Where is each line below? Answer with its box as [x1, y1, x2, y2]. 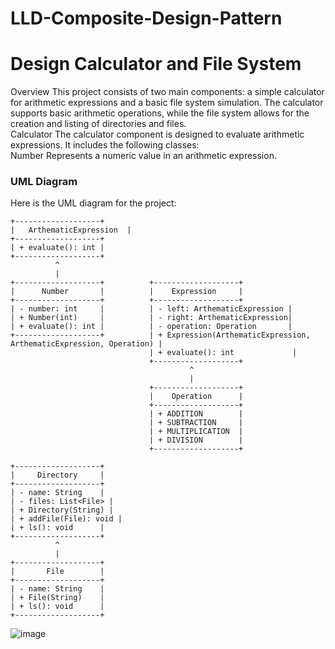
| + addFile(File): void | [10, 514, 123, 524]
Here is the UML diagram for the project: [10, 197, 177, 209]
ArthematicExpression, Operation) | [10, 339, 163, 349]
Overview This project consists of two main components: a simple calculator [10, 86, 325, 98]
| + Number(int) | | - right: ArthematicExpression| [10, 313, 293, 323]
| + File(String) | [10, 593, 105, 603]
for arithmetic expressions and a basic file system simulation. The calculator [10, 97, 324, 109]
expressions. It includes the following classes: [10, 139, 200, 151]
